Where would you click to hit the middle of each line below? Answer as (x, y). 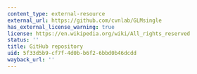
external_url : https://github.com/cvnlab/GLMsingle (84, 20)
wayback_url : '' (31, 60)
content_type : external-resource (56, 14)
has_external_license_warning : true (61, 27)
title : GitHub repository (45, 47)
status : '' (23, 40)
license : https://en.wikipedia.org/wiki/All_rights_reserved (99, 33)
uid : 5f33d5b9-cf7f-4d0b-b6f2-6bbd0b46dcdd (72, 54)
